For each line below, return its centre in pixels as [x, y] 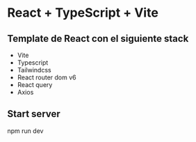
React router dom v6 [47, 77]
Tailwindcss [34, 70]
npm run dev [25, 131]
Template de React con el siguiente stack [98, 39]
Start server [34, 114]
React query [35, 85]
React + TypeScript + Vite [83, 13]
